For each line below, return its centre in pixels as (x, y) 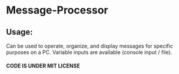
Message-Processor (57, 10)
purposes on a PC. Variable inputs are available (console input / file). (89, 52)
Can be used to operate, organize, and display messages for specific (90, 46)
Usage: (20, 32)
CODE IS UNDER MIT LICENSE (43, 66)
